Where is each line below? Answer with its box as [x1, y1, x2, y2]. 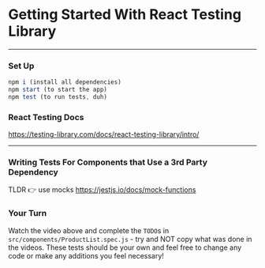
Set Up [8, 60, 35, 71]
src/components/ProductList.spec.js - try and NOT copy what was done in [8, 234, 252, 243]
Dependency [8, 167, 59, 178]
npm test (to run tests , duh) [8, 92, 108, 100]
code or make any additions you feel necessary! [8, 251, 164, 260]
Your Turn [8, 208, 47, 219]
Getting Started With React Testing [8, 6, 242, 24]
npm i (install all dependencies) [8, 78, 122, 86]
